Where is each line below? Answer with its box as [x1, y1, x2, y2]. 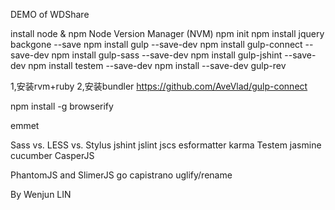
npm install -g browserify [10, 100, 114, 112]
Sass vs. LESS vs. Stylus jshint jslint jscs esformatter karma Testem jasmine [10, 139, 322, 151]
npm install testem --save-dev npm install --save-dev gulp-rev [28, 60, 287, 71]
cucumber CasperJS [10, 150, 95, 161]
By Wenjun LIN [10, 189, 72, 200]
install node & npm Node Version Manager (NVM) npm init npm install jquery [10, 28, 325, 39]
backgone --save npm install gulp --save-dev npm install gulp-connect [10, 39, 303, 50]
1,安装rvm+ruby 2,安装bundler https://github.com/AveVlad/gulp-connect [10, 80, 308, 92]
